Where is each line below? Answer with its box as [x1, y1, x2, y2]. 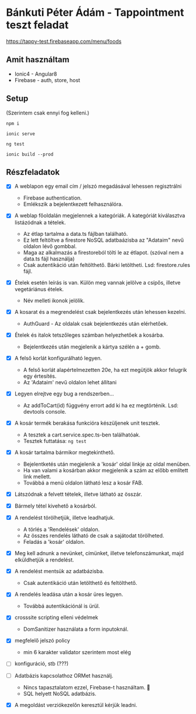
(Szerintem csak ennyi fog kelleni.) [6, 109, 90, 116]
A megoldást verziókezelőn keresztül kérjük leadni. [14, 701, 137, 708]
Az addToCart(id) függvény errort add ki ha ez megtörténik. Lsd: [23, 402, 178, 409]
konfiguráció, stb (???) [14, 660, 69, 667]
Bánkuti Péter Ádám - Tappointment [6, 6, 184, 19]
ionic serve [6, 131, 35, 137]
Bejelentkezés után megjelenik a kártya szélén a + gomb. [23, 343, 161, 350]
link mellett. [23, 473, 51, 480]
